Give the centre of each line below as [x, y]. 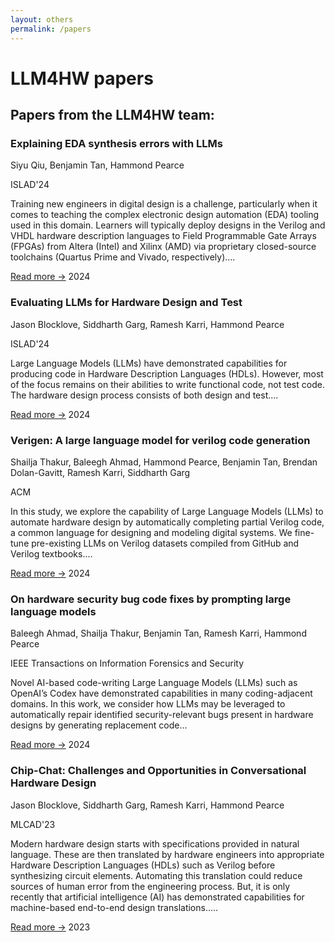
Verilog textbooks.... [51, 553]
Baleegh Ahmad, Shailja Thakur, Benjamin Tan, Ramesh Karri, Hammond [158, 633]
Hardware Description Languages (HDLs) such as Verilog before [143, 865]
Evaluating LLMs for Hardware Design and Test [126, 303]
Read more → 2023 [50, 927]
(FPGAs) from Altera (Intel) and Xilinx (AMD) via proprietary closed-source [163, 247]
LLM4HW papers [82, 78]
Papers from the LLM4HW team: [112, 115]
